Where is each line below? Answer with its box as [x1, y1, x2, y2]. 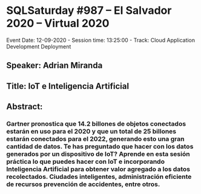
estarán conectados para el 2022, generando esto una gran [6, 135, 185, 143]
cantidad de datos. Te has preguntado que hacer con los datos [6, 143, 194, 151]
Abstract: [6, 102, 43, 112]
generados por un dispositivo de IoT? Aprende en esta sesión [6, 150, 190, 158]
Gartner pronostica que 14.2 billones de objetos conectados [6, 120, 186, 128]
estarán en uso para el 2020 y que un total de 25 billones [6, 128, 177, 136]
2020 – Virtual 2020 [6, 16, 110, 30]
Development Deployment [6, 43, 71, 50]
